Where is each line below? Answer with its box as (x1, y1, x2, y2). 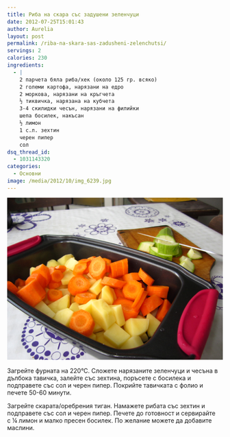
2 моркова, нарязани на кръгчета (19, 91, 115, 97)
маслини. (7, 423, 35, 432)
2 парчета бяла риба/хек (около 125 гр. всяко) (19, 76, 157, 83)
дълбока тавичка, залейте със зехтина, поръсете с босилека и (7, 374, 192, 382)
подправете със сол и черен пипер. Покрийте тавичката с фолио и (7, 381, 203, 389)
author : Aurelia (7, 25, 53, 32)
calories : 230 (7, 55, 48, 62)
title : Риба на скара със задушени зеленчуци (7, 11, 139, 18)
